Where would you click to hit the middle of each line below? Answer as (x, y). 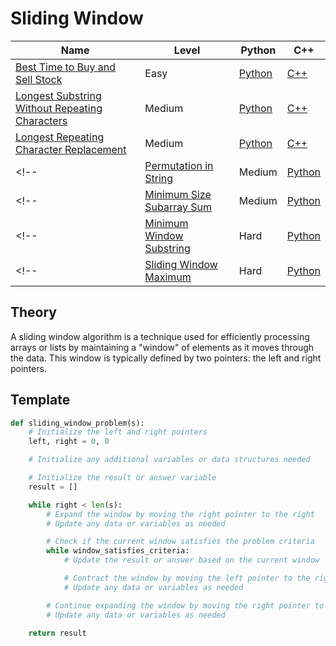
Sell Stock (39, 79)
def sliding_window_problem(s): (77, 423)
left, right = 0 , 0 (69, 442)
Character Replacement (71, 149)
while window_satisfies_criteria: (118, 551)
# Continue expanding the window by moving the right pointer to (185, 605)
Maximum (168, 277)
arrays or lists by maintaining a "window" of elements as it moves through (162, 347)
